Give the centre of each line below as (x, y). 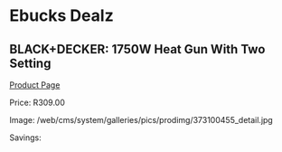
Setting (30, 63)
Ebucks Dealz (62, 16)
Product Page (35, 85)
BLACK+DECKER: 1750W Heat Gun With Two (137, 49)
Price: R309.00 (38, 102)
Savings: (26, 138)
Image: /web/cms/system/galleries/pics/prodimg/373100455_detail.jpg (141, 120)
